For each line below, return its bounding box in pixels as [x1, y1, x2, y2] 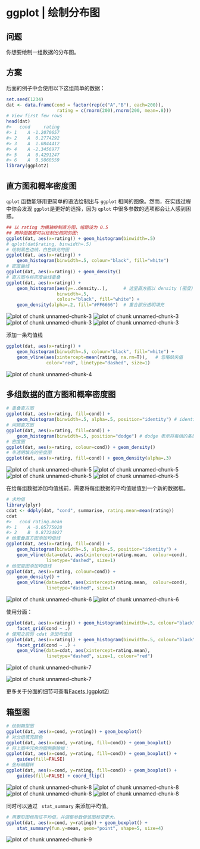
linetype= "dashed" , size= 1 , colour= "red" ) [46, 653, 153, 659]
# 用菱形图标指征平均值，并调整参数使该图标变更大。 [6, 814, 118, 820]
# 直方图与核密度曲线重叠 [6, 274, 61, 280]
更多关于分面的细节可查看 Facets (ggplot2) [6, 688, 110, 695]
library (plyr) [6, 502, 42, 508]
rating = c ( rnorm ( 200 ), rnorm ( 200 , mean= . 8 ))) [57, 107, 172, 114]
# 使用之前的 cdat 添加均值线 [6, 631, 73, 637]
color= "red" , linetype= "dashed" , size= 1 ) [46, 360, 151, 366]
